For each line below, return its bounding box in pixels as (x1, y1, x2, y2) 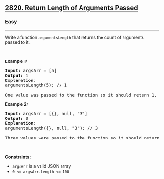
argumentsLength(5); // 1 (5, 82, 67, 88)
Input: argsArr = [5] (5, 68, 57, 73)
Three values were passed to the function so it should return (5, 135, 160, 140)
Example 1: (5, 58, 28, 64)
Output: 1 (5, 73, 28, 78)
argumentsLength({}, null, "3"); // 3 (5, 125, 98, 131)
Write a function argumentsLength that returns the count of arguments (5, 34, 144, 40)
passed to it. (5, 39, 30, 45)
